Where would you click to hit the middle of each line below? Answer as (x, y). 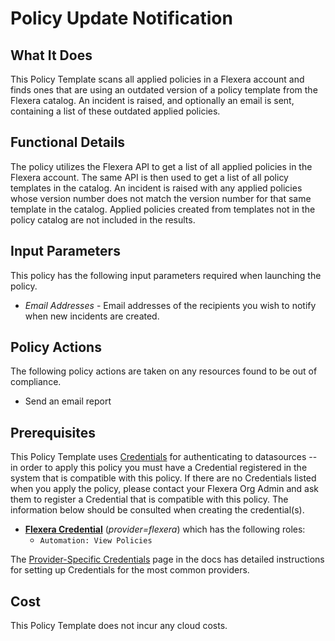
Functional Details (68, 142)
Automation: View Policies (96, 541)
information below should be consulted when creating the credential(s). (157, 510)
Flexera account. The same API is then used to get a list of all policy (149, 177)
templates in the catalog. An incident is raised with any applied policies (156, 188)
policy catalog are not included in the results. (103, 219)
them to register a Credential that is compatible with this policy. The (149, 499)
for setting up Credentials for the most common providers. (130, 570)
